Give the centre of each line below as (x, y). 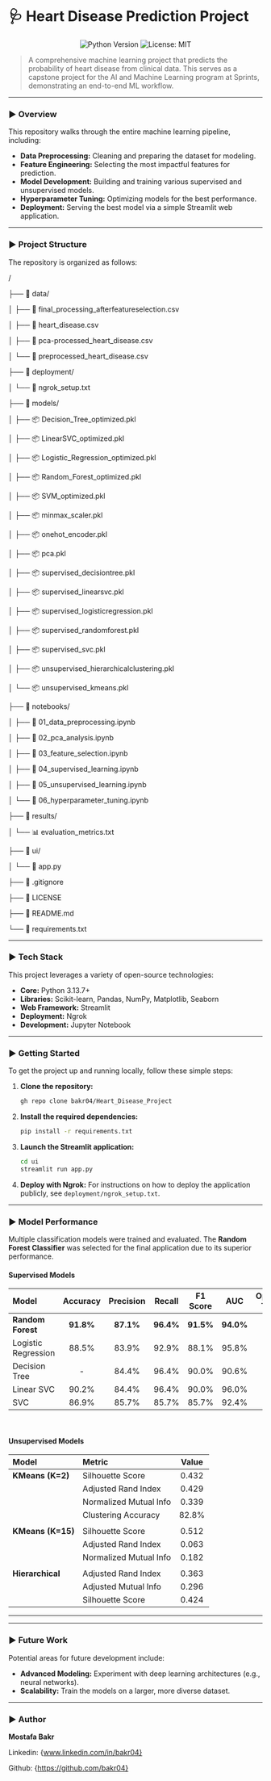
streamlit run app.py (56, 1169)
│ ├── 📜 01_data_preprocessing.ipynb (72, 722)
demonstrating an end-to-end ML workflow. (101, 86)
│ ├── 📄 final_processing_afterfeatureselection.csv (94, 309)
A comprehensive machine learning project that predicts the (128, 60)
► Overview (33, 114)
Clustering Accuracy (121, 1515)
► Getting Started (44, 1053)
